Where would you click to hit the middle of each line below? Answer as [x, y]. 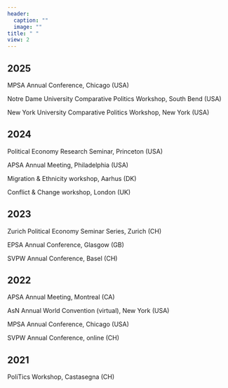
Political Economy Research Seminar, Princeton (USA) [85, 151]
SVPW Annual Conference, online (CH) [63, 338]
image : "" [28, 27]
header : [19, 14]
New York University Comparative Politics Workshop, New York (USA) [108, 112]
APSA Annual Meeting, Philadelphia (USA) [68, 165]
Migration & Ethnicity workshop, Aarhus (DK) [72, 178]
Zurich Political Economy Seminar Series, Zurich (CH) [85, 231]
